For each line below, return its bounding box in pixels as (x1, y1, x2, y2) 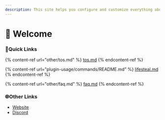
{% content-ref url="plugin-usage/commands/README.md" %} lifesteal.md (5, 67, 159, 72)
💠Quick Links (5, 46, 37, 52)
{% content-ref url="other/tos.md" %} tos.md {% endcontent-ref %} (5, 57, 143, 63)
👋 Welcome (5, 28, 53, 39)
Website (12, 104, 29, 110)
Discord (12, 110, 28, 116)
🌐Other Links (5, 94, 38, 100)
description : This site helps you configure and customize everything (5, 7, 153, 12)
